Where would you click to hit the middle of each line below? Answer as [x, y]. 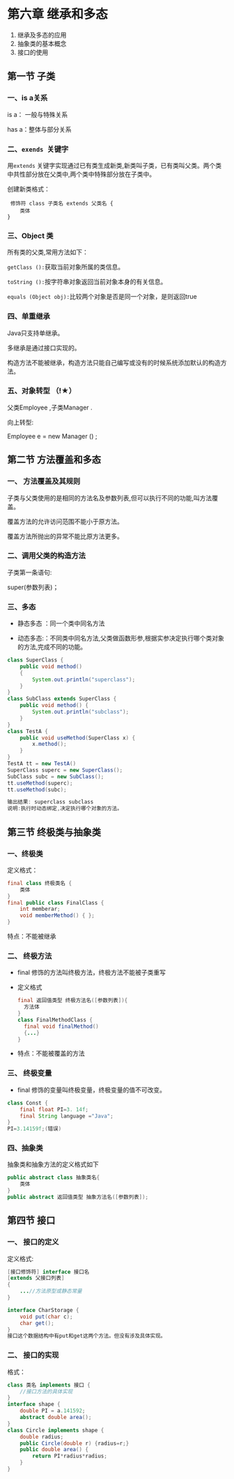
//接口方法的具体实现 [46, 1391]
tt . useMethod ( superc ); [40, 783]
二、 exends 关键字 [38, 149]
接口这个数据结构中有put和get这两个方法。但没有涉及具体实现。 [87, 1336]
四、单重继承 [29, 316]
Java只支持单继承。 [36, 333]
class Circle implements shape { [56, 1430]
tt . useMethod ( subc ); [37, 790]
